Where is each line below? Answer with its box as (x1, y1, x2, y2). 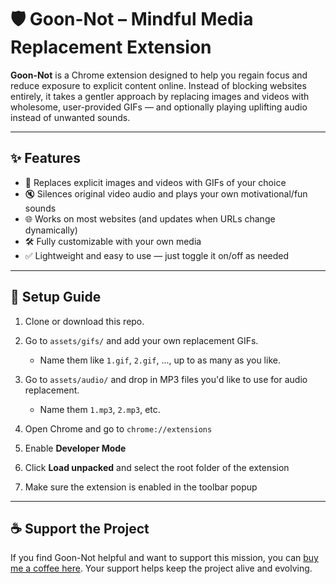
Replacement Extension (10, 36, 212, 59)
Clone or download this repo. (24, 315, 145, 327)
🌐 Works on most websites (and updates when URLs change (24, 212, 276, 225)
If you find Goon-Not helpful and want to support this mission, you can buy (10, 552, 319, 564)
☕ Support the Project (10, 520, 150, 537)
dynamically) (24, 224, 78, 236)
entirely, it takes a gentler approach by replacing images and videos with (10, 90, 310, 102)
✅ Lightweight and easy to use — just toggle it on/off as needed (24, 249, 290, 261)
